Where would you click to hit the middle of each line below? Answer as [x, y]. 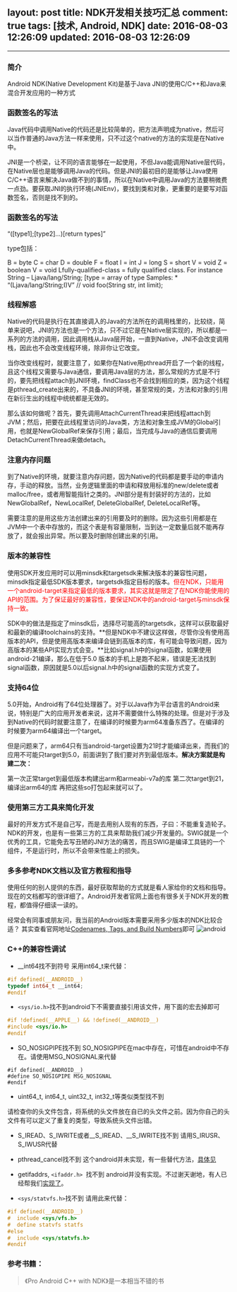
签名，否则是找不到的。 [47, 197]
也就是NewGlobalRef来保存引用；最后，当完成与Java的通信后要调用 [118, 431]
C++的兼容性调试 [37, 949]
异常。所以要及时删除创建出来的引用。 [106, 536]
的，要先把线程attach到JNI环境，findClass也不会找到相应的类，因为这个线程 [119, 380]
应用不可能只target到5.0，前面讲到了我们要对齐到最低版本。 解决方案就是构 [116, 754]
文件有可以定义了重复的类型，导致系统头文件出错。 [81, 1121]
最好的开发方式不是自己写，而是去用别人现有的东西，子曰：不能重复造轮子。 [119, 824]
